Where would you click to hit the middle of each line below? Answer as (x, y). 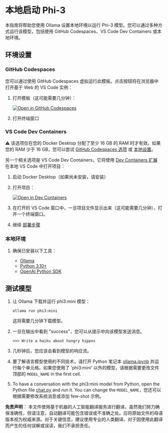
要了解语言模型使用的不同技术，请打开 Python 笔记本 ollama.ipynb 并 (83, 361)
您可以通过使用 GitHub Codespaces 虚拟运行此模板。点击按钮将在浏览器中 (82, 81)
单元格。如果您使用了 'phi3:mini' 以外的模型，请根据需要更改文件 (92, 368)
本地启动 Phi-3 (35, 10)
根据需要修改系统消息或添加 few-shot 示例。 (58, 396)
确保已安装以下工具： (34, 251)
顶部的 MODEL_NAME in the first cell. (47, 374)
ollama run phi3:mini (35, 311)
